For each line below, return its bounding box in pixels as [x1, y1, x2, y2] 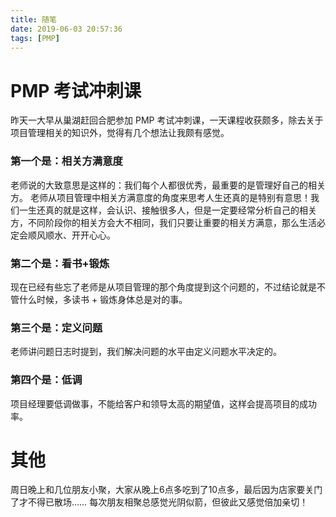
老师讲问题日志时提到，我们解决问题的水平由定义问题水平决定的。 [10, 346, 282, 358]
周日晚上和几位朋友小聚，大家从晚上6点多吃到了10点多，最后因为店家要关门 [10, 484, 323, 496]
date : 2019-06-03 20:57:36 [10, 24, 123, 34]
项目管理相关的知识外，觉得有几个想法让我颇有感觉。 [10, 127, 230, 139]
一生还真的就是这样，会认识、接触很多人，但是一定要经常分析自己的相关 [18, 204, 317, 216]
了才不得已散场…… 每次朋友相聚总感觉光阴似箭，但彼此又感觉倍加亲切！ [10, 496, 309, 508]
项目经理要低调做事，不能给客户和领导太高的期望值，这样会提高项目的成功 [10, 397, 317, 410]
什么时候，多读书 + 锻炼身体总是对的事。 [18, 293, 188, 305]
